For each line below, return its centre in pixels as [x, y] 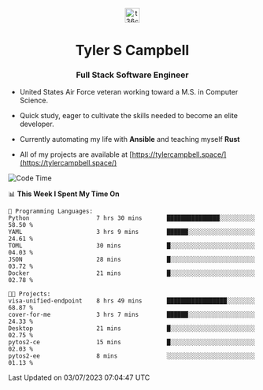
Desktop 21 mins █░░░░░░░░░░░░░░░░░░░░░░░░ [132, 329]
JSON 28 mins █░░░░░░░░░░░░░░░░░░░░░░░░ [132, 260]
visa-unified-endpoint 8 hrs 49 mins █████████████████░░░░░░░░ [132, 301]
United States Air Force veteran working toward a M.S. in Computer [129, 92]
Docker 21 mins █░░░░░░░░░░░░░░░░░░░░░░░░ [132, 273]
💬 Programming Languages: [50, 212]
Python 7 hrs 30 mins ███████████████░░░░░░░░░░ [132, 218]
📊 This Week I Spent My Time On [64, 194]
